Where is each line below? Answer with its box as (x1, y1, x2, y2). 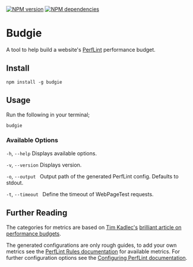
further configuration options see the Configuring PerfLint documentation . (6, 254, 188, 261)
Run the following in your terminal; (6, 111, 90, 118)
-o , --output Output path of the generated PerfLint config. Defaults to (6, 172, 179, 180)
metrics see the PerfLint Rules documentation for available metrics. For (6, 247, 180, 255)
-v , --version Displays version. (6, 161, 82, 168)
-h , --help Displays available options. (6, 149, 97, 157)
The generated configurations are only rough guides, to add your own (6, 241, 177, 249)
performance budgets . (6, 230, 61, 237)
